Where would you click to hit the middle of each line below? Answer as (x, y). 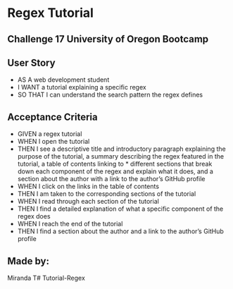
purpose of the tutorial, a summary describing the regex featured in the (120, 156)
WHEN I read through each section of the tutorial (88, 202)
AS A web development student (63, 80)
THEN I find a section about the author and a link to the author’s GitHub (120, 231)
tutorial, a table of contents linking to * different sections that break (115, 164)
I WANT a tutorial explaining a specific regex (82, 87)
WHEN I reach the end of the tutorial (70, 224)
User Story (31, 62)
